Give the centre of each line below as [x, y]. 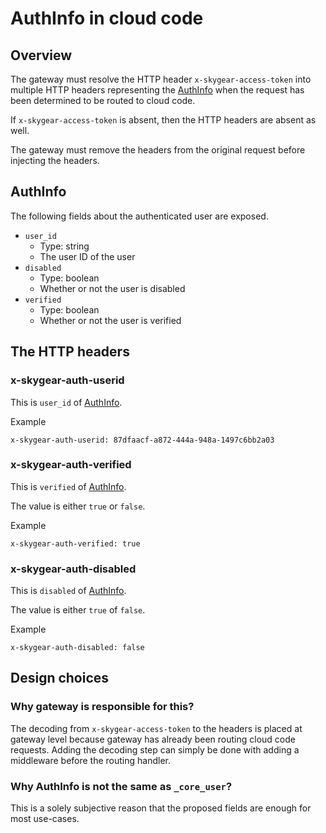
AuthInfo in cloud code [107, 18]
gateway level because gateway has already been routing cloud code [153, 739]
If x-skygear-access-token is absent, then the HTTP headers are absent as [163, 120]
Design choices [60, 678]
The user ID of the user [87, 256]
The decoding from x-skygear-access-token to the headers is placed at [156, 728]
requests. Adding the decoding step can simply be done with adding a [155, 749]
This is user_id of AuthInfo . [66, 402]
